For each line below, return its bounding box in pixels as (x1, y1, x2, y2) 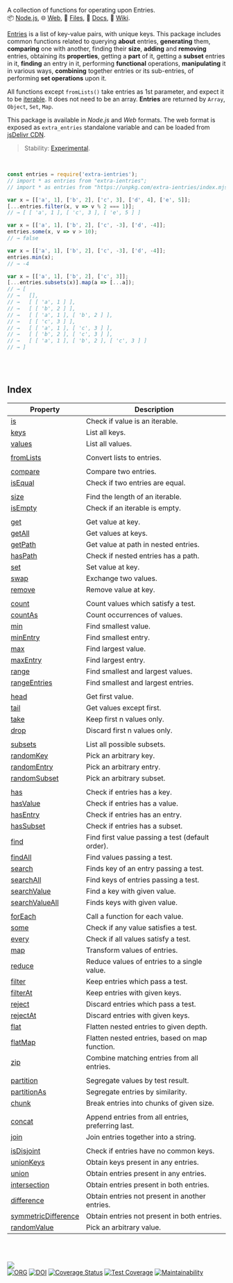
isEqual (10, 477, 35, 487)
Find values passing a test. (85, 852, 173, 862)
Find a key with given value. (85, 886, 176, 896)
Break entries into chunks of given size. (85, 1098, 214, 1108)
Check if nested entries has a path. (85, 550, 200, 560)
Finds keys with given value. (85, 897, 178, 907)
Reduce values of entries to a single (85, 956, 202, 966)
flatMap (10, 1037, 36, 1047)
